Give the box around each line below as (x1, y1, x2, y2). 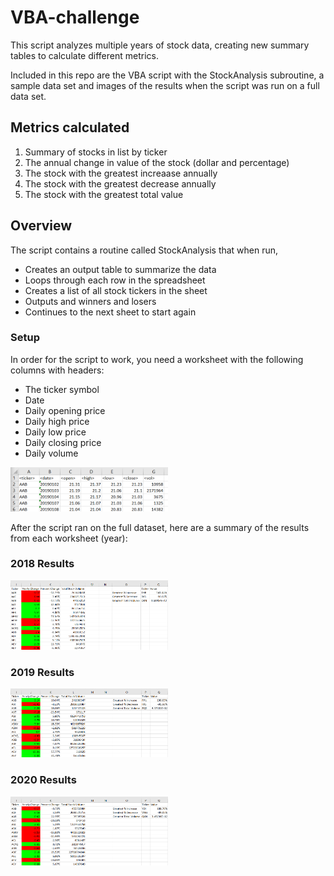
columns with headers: (10, 364, 105, 376)
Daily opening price (24, 404, 106, 416)
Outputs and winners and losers (24, 295, 157, 307)
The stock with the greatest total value (24, 188, 184, 200)
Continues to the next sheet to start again (24, 306, 197, 318)
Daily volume (24, 447, 79, 459)
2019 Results (10, 665, 75, 679)
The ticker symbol (24, 383, 100, 395)
